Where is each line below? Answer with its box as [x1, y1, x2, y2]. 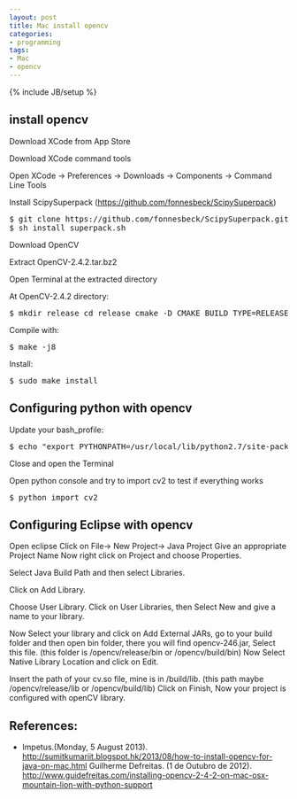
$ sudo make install [9, 376, 99, 385]
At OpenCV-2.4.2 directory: [9, 291, 109, 301]
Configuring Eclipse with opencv [9, 517, 194, 532]
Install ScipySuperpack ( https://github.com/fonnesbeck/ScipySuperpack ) [9, 197, 277, 207]
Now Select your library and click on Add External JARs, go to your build [9, 628, 272, 639]
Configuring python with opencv [9, 400, 193, 416]
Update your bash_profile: [9, 424, 104, 435]
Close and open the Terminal [9, 458, 115, 469]
